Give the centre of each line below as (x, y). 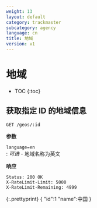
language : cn (22, 33)
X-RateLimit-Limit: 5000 (36, 182)
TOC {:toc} (27, 91)
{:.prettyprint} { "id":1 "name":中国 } (49, 199)
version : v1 (20, 44)
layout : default (26, 17)
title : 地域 (20, 38)
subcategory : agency (31, 28)
